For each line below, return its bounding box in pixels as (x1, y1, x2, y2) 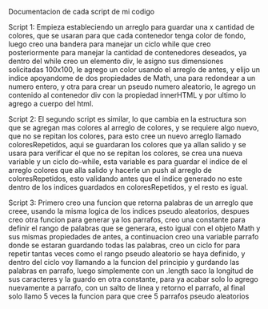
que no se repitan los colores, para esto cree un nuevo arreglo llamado (8, 131, 242, 141)
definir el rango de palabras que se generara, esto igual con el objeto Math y (8, 223, 261, 233)
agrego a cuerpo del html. (8, 99, 94, 108)
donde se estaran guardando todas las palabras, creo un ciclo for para (8, 240, 241, 250)
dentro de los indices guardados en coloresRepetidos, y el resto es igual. (8, 183, 249, 191)
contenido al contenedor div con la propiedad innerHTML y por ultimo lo (8, 90, 246, 99)
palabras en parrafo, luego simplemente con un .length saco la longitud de (8, 266, 254, 275)
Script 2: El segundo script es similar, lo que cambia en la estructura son (8, 114, 246, 123)
